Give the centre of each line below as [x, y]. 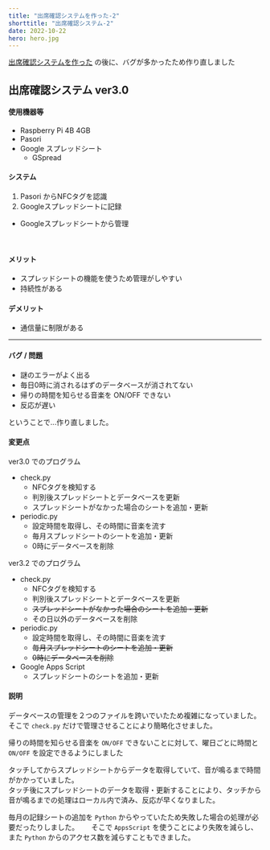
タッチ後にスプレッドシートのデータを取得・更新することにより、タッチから [135, 790]
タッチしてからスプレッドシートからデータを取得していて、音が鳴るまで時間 [135, 770]
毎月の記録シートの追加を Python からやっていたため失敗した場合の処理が [130, 817]
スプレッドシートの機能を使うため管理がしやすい [101, 279]
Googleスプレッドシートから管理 [74, 224]
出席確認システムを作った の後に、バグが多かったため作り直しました [122, 62]
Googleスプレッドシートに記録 [71, 207]
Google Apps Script [53, 666]
